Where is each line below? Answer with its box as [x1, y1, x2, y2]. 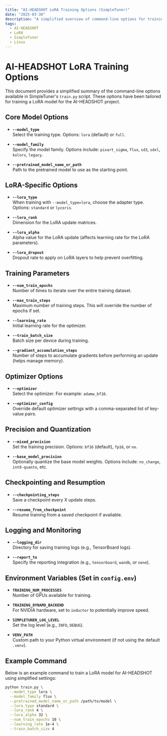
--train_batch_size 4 [9, 726, 55, 731]
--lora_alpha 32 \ [9, 713, 48, 718]
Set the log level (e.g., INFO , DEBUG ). [12, 622, 84, 628]
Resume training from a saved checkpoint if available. [12, 511, 123, 517]
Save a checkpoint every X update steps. [12, 496, 97, 502]
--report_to [12, 555, 37, 560]
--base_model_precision [12, 454, 62, 459]
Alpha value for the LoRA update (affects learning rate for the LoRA [12, 235, 150, 241]
